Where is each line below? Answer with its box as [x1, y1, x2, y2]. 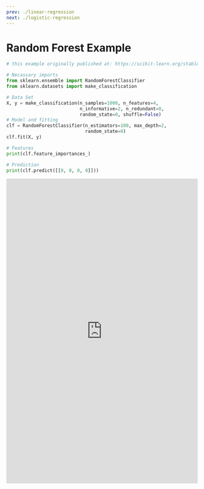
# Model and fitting [6, 117, 59, 123]
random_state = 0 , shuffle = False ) [80, 111, 162, 118]
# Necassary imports [6, 72, 59, 78]
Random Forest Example [6, 41, 132, 55]
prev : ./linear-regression [6, 9, 75, 15]
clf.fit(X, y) [6, 134, 42, 140]
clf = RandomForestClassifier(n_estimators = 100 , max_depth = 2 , [6, 123, 167, 129]
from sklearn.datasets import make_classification [6, 84, 137, 90]
